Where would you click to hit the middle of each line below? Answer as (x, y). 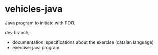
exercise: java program (36, 47)
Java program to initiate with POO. (40, 23)
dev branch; (17, 32)
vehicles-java (34, 9)
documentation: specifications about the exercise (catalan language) (83, 42)
